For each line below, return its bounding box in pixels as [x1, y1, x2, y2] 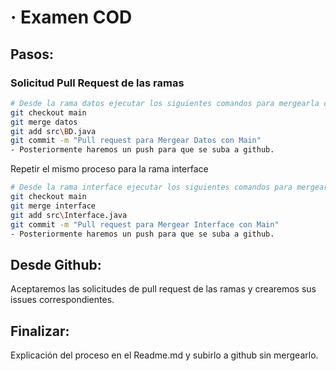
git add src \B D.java [10, 126, 97, 136]
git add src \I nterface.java [10, 210, 128, 220]
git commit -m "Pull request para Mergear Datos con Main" [10, 136, 262, 146]
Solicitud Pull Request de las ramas [10, 76, 185, 90]
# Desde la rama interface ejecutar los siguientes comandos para [10, 182, 293, 193]
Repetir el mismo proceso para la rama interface [10, 163, 209, 175]
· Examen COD [10, 6, 133, 29]
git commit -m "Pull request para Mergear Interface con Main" [10, 219, 280, 230]
